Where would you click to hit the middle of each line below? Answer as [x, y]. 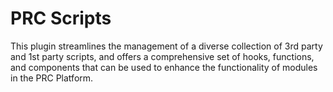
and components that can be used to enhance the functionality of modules [164, 67]
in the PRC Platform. [52, 78]
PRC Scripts [61, 18]
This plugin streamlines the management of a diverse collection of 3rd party [166, 46]
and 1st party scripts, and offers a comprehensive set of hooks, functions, [162, 56]
